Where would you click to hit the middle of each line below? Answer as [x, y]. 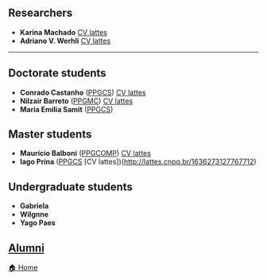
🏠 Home [23, 268]
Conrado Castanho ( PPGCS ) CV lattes [83, 92]
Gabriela [34, 206]
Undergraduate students [71, 187]
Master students [50, 134]
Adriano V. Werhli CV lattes [65, 41]
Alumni [27, 248]
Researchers [41, 13]
